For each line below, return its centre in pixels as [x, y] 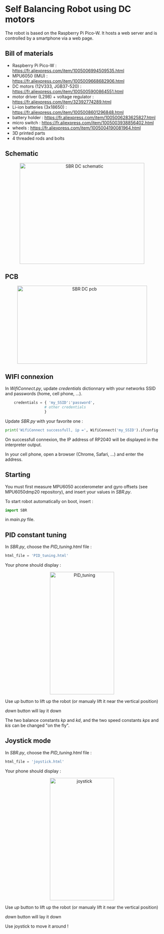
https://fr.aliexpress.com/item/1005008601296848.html [68, 112]
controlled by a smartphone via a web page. [49, 38]
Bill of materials [29, 54]
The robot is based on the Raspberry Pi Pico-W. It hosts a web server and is [81, 33]
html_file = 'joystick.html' [35, 762]
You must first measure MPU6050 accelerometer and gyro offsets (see [76, 486]
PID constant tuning [36, 535]
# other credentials [65, 407]
